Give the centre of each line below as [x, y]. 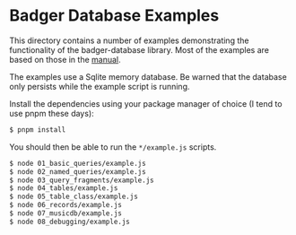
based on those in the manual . [65, 59]
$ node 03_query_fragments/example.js [82, 180]
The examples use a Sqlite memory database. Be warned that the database [148, 76]
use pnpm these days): [52, 113]
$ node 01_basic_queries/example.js [78, 163]
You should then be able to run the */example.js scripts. [113, 147]
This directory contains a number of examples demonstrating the [129, 40]
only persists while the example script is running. [100, 86]
